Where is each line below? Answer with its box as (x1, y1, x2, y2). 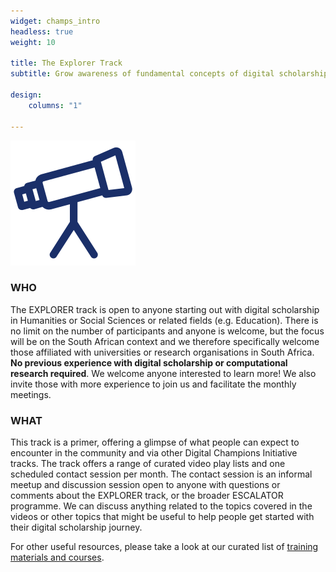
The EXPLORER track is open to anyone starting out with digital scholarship (10, 303, 320, 315)
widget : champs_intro (10, 16, 101, 26)
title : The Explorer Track (10, 58, 123, 69)
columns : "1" (28, 100, 83, 110)
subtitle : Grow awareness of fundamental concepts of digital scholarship (10, 69, 329, 79)
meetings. (10, 388, 52, 400)
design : (10, 90, 43, 100)
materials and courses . (10, 551, 105, 564)
